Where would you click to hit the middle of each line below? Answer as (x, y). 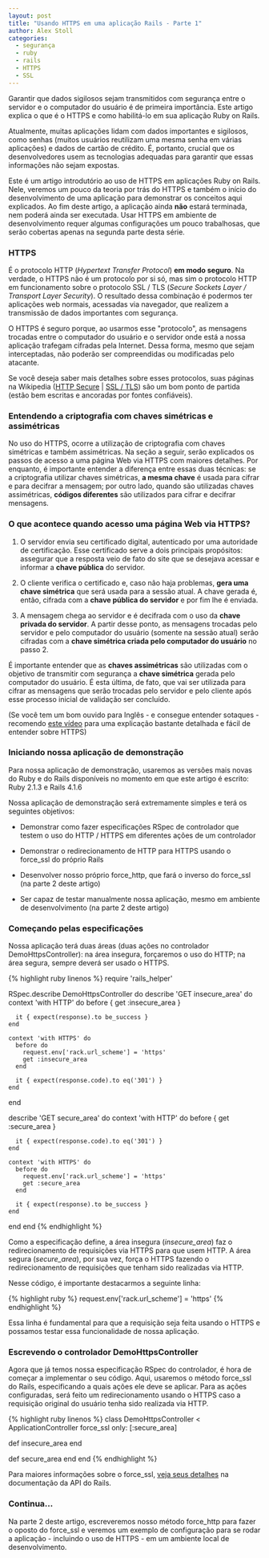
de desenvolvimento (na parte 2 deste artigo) (94, 907)
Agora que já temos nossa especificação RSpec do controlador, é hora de (130, 1369)
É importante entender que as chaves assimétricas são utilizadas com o (128, 665)
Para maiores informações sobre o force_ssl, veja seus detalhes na (119, 1474)
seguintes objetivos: (41, 811)
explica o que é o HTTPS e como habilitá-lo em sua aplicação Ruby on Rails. (134, 115)
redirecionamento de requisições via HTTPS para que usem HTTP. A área (130, 1250)
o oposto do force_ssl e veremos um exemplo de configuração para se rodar (134, 1530)
